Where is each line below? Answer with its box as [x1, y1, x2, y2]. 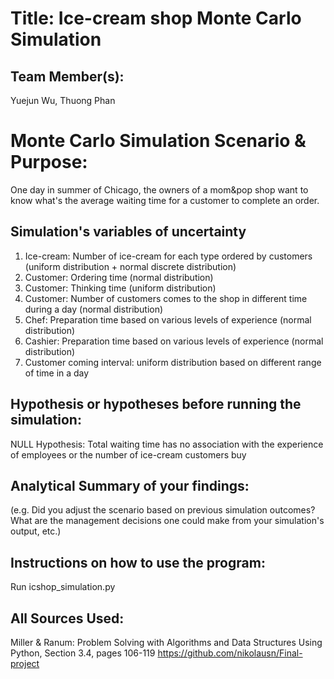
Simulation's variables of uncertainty [10, 223, 247, 241]
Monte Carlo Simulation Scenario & [10, 130, 307, 152]
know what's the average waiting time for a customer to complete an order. [10, 194, 320, 206]
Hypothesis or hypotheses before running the [10, 396, 302, 413]
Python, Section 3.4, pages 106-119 [10, 647, 156, 659]
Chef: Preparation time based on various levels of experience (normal [24, 313, 312, 326]
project [10, 658, 40, 669]
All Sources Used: [10, 610, 125, 627]
